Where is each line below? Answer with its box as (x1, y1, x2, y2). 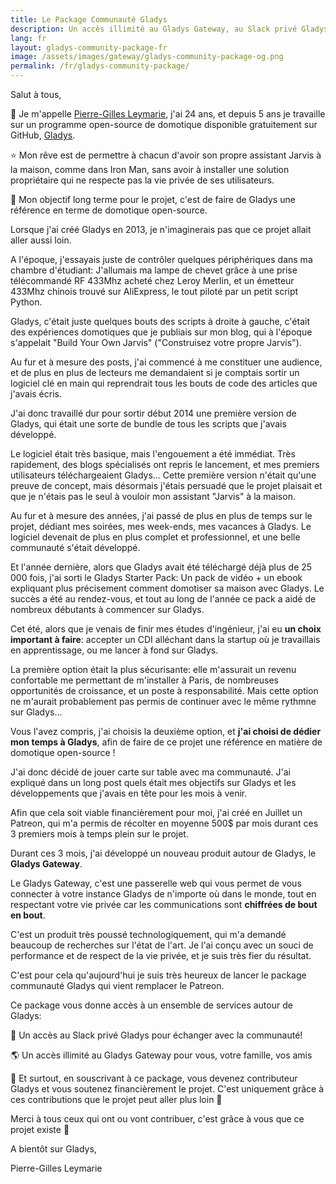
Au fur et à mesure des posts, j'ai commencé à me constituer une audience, (10, 356, 323, 368)
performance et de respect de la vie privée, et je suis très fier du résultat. (10, 950, 312, 961)
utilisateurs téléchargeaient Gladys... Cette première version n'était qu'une (10, 469, 317, 481)
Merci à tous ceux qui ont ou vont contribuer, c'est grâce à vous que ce (10, 1113, 305, 1125)
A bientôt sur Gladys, (10, 1143, 97, 1155)
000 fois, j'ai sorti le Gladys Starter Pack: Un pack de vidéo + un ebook (10, 572, 303, 583)
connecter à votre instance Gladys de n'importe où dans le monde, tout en (10, 888, 317, 900)
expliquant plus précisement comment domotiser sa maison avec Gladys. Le (10, 582, 325, 594)
